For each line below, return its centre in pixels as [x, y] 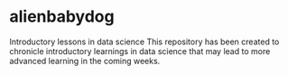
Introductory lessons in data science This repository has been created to [144, 42]
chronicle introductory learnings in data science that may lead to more [140, 51]
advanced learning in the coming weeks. [85, 61]
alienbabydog [62, 17]
